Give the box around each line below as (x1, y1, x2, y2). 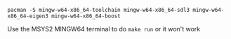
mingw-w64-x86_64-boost (51, 13, 121, 19)
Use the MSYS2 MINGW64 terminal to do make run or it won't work (7, 25, 201, 33)
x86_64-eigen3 (7, 13, 49, 19)
